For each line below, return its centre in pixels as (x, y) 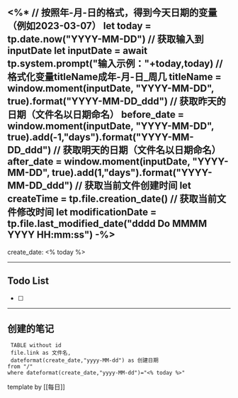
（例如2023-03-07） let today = (79, 26)
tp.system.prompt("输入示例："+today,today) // (115, 63)
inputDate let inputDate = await (77, 51)
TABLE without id (36, 346)
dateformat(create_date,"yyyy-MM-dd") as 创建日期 (85, 360)
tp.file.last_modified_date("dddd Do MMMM (107, 224)
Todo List (28, 281)
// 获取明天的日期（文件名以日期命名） (137, 150)
